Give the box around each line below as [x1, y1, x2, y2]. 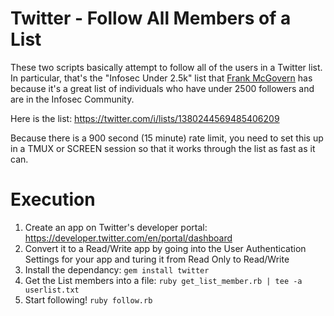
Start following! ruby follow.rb [24, 293, 153, 306]
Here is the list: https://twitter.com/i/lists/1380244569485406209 [10, 112, 280, 124]
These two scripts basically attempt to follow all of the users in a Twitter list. [10, 61, 323, 73]
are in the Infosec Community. [10, 93, 135, 105]
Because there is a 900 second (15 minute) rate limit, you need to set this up [10, 132, 324, 144]
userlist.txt [24, 285, 80, 295]
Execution [10, 188, 96, 211]
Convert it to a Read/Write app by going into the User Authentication [24, 242, 307, 254]
